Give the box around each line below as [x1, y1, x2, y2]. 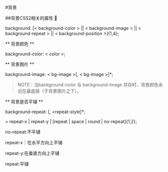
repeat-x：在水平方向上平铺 [5, 140, 63, 145]
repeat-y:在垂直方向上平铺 [5, 150, 60, 156]
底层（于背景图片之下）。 [31, 88, 82, 94]
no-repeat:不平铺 [5, 129, 41, 135]
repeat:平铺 [5, 161, 29, 167]
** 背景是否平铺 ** [5, 99, 43, 105]
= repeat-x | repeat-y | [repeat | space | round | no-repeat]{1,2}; [5, 119, 137, 124]
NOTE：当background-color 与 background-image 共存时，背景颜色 [17, 82, 159, 88]
